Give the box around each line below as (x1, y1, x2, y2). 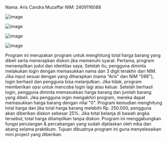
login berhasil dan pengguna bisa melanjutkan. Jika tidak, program (5, 79, 142, 84)
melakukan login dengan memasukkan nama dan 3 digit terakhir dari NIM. (5, 68, 157, 74)
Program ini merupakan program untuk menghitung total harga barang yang (5, 52, 161, 58)
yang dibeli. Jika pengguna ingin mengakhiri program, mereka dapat (5, 94, 146, 100)
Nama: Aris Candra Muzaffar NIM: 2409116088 (5, 4, 101, 10)
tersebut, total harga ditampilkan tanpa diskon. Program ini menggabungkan (5, 116, 162, 121)
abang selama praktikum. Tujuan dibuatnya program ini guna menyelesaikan (5, 126, 162, 132)
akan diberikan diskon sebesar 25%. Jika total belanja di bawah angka (5, 110, 150, 116)
